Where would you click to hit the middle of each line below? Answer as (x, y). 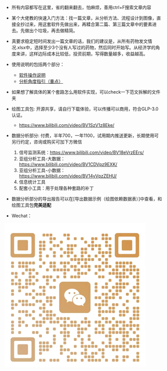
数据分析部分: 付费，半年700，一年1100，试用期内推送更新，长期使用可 (85, 135)
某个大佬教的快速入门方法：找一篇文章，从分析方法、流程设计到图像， (84, 18)
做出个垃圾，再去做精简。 (51, 31)
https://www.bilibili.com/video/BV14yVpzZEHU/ (68, 176)
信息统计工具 (32, 182)
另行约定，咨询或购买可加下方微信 (47, 142)
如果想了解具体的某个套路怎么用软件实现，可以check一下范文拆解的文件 (86, 92)
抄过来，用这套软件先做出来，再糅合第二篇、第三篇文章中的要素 (86, 24)
